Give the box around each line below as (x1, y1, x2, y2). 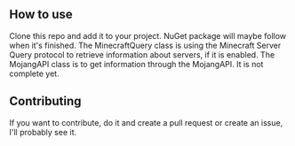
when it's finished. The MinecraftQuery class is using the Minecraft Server (9, 40, 282, 50)
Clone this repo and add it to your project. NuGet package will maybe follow (9, 30, 287, 41)
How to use (9, 7, 73, 22)
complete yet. (9, 68, 60, 79)
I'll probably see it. (9, 127, 77, 137)
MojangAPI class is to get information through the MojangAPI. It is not (9, 58, 264, 69)
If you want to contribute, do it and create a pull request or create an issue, (9, 117, 283, 127)
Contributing (9, 94, 82, 109)
